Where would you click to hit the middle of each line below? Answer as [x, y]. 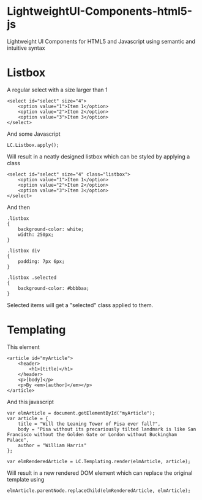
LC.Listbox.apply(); [33, 145]
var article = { [28, 418]
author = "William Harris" [52, 445]
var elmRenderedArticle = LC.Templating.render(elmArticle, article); [99, 461]
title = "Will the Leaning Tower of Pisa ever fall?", [89, 424]
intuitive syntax [26, 48]
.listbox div [24, 251]
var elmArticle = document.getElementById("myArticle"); [81, 413]
